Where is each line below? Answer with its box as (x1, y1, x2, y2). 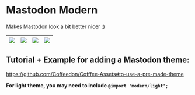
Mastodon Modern (6, 4, 98, 17)
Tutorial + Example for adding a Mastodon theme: (6, 55, 190, 65)
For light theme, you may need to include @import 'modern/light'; (6, 82, 168, 89)
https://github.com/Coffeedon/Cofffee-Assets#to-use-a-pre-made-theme (6, 70, 184, 77)
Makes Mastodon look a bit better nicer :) (6, 23, 105, 30)
